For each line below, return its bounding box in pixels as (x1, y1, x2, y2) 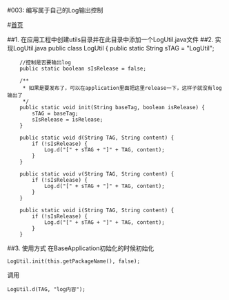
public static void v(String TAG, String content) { (19, 171, 175, 178)
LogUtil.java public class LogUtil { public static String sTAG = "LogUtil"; (12, 44, 215, 52)
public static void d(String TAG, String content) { (19, 134, 175, 141)
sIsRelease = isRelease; (32, 116, 103, 123)
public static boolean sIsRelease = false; (19, 65, 147, 72)
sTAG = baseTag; (32, 110, 79, 117)
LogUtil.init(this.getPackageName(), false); (7, 258, 140, 265)
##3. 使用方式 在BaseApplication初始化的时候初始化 (7, 244, 155, 252)
